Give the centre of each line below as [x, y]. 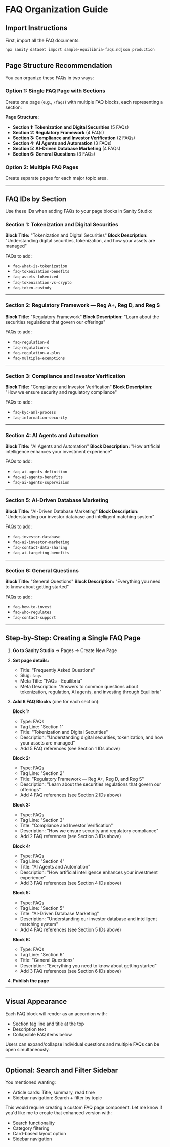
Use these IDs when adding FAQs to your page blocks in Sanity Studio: [79, 211]
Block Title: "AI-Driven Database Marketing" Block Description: [72, 511]
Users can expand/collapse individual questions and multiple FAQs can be [82, 1044]
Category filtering [31, 1128]
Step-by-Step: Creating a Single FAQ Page [73, 638]
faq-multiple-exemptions [39, 358]
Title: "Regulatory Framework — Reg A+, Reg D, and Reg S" [82, 779]
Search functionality [33, 1123]
